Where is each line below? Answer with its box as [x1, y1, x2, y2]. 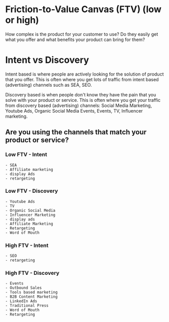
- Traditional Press [5, 303, 49, 308]
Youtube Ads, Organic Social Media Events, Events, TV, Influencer [5, 108, 143, 114]
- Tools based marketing [5, 290, 58, 295]
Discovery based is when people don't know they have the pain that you [5, 91, 156, 97]
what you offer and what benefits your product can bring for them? [5, 37, 145, 43]
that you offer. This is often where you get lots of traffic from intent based [5, 76, 159, 82]
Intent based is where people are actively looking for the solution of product [5, 71, 164, 77]
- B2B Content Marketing [5, 294, 58, 300]
